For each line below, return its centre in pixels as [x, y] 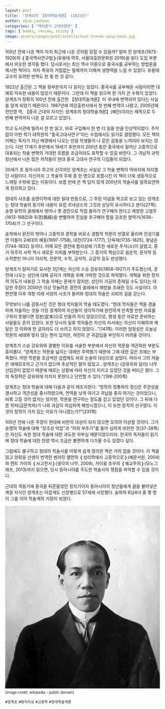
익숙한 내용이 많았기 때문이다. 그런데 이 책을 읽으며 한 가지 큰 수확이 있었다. [86, 93]
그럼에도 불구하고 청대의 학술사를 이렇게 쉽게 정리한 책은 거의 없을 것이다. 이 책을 [82, 451]
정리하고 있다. [23, 188]
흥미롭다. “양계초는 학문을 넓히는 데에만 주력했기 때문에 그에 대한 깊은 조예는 [78, 352]
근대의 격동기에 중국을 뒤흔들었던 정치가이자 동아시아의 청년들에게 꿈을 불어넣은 [81, 486]
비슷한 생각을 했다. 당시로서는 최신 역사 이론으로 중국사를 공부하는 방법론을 [85, 64]
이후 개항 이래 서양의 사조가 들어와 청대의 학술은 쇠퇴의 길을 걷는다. [82, 294]
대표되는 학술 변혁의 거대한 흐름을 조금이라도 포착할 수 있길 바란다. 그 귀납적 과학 [82, 153]
